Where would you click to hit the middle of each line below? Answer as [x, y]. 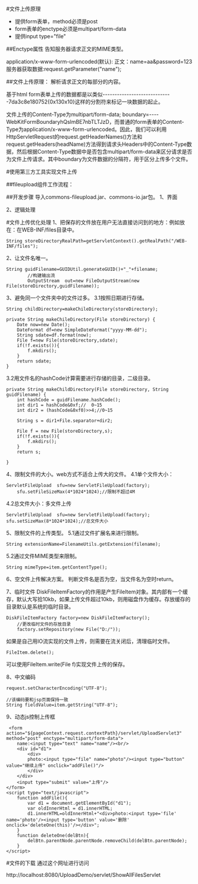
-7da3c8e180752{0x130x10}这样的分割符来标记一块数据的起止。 [85, 102]
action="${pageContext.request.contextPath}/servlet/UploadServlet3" [94, 733]
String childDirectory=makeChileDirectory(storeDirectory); [82, 309]
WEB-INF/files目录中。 [49, 230]
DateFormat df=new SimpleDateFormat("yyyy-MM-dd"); [82, 330]
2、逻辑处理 [21, 210]
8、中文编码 [21, 677]
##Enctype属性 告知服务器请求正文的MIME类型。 [66, 49]
